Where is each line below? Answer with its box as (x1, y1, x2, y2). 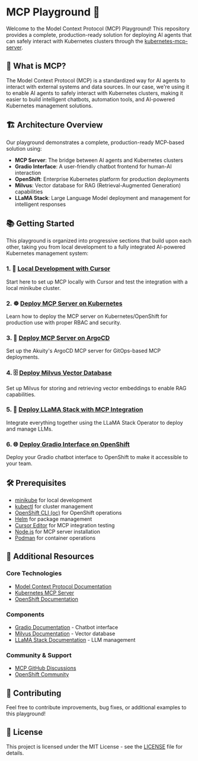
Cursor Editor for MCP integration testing (14, 521, 115, 528)
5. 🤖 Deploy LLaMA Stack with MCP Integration (6, 406, 143, 414)
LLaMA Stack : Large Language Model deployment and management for (14, 194, 191, 201)
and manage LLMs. (6, 425, 53, 432)
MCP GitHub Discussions (14, 664, 76, 672)
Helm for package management (14, 515, 92, 523)
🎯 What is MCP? (6, 61, 66, 71)
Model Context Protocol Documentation (14, 582, 112, 590)
